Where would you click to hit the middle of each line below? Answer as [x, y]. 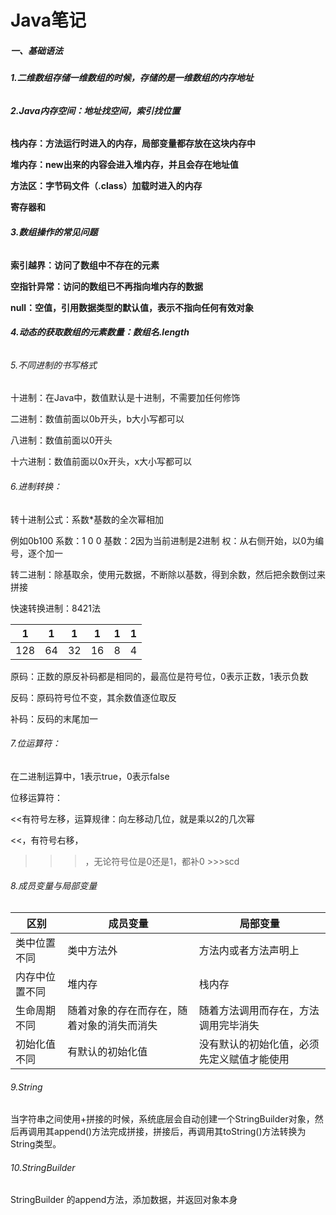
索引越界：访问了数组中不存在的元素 [85, 265]
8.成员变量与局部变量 [54, 886]
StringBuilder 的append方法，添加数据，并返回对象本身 [124, 1200]
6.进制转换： [36, 486]
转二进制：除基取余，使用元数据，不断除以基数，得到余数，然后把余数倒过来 [168, 574]
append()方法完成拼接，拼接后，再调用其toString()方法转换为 [180, 1132]
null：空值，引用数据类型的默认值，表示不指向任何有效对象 [132, 307]
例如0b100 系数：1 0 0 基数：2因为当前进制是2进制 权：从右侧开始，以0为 [163, 540]
